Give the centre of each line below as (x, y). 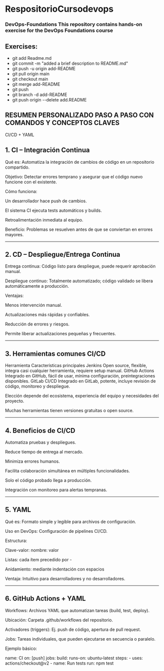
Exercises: (21, 46)
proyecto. (15, 401)
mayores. (14, 234)
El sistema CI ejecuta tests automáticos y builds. (53, 210)
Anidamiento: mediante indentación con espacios (55, 569)
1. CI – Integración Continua (48, 150)
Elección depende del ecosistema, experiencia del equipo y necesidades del (82, 396)
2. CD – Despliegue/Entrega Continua (63, 254)
